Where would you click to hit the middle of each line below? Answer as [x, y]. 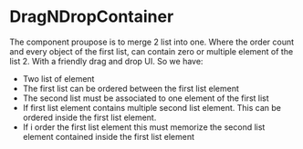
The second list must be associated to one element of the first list [146, 98]
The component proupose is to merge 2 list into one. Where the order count [152, 42]
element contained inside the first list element [108, 136]
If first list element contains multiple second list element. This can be [151, 107]
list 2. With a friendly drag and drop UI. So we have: [106, 61]
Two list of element [58, 78]
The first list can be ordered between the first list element [131, 88]
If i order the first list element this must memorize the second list [144, 127]
